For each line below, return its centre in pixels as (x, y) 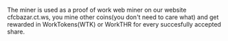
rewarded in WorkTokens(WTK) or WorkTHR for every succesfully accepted (114, 24)
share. (16, 31)
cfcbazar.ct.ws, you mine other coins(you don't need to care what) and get (113, 17)
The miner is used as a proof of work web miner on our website (97, 10)
